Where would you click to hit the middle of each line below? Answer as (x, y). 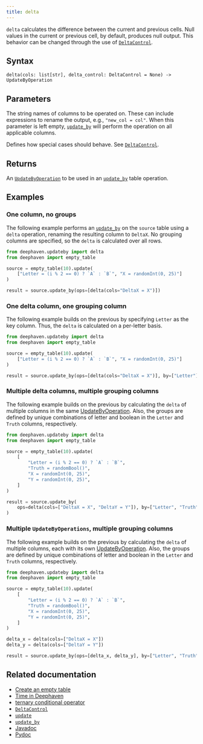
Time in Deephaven (39, 695)
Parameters (29, 99)
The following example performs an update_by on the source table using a (98, 227)
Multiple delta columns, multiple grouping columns (82, 391)
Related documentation (51, 675)
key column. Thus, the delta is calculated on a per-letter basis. (85, 326)
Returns (22, 163)
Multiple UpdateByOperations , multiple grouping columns (90, 529)
